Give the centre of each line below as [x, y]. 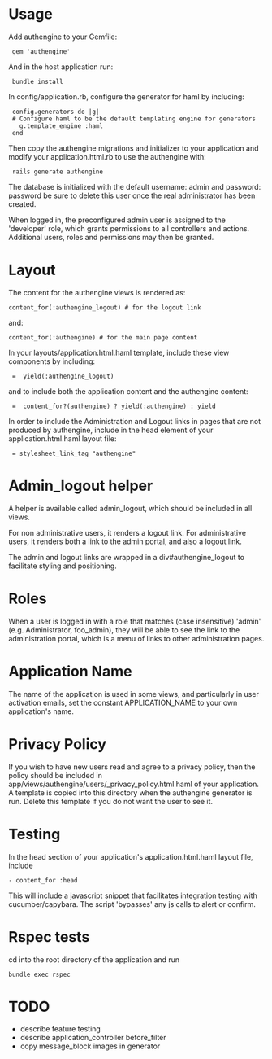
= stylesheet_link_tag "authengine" [74, 453]
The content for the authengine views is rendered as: [97, 292]
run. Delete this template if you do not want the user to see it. [111, 801]
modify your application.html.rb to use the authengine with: [108, 156]
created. [22, 203]
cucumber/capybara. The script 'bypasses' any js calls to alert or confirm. [132, 904]
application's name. [41, 711]
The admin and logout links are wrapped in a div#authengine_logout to [127, 557]
